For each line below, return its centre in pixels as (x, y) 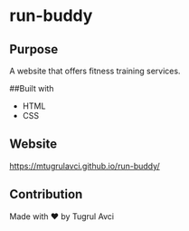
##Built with (32, 88)
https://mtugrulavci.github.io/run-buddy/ (85, 166)
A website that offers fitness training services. (95, 71)
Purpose (34, 49)
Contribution (46, 194)
